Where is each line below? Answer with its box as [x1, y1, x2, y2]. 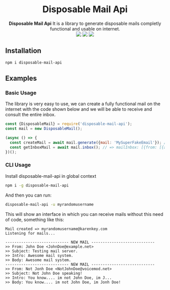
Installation [5, 47, 41, 55]
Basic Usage [5, 89, 37, 96]
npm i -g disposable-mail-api [5, 183, 69, 188]
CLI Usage [5, 162, 31, 169]
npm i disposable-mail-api [5, 60, 62, 65]
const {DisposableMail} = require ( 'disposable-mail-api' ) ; [5, 121, 133, 126]
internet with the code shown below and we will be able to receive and [5, 106, 152, 112]
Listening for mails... [5, 231, 56, 236]
